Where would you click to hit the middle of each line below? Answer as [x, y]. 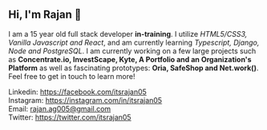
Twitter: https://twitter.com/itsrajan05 [70, 117]
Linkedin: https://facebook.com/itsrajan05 [77, 92]
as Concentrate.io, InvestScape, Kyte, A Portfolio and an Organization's [130, 59]
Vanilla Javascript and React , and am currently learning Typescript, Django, [134, 42]
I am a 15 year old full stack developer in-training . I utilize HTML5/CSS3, [128, 33]
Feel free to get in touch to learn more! [72, 76]
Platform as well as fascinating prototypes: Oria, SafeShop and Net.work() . [133, 68]
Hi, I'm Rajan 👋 [45, 15]
